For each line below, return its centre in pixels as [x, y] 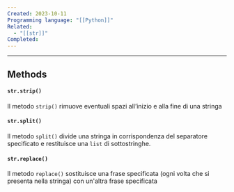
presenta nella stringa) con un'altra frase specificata [83, 181]
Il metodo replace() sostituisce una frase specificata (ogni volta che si [108, 174]
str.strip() [24, 91]
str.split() [24, 121]
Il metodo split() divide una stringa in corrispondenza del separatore [107, 136]
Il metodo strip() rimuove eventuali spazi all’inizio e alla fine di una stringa [115, 106]
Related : [20, 26]
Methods [27, 74]
